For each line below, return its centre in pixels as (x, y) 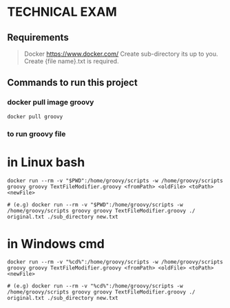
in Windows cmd (56, 244)
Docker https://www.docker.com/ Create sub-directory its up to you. (121, 54)
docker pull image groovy (51, 102)
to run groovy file (36, 133)
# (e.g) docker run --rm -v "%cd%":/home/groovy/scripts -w (95, 286)
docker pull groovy (35, 117)
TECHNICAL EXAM (62, 12)
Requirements (38, 37)
